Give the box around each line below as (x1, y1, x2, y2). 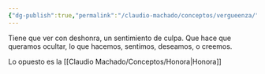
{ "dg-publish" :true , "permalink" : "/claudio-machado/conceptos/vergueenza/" (8, 11, 259, 20)
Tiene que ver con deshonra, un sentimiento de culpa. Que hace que (8, 33, 232, 43)
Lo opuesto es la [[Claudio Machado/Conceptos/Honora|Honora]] (8, 57, 222, 66)
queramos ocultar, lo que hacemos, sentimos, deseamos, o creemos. (8, 41, 233, 51)
